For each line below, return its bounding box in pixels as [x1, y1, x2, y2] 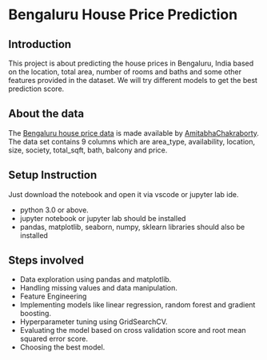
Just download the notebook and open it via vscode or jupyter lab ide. [8, 189, 239, 199]
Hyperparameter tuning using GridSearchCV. [19, 317, 168, 326]
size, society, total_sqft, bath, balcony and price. [8, 145, 168, 155]
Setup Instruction [8, 168, 98, 182]
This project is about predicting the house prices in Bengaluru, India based [8, 58, 254, 68]
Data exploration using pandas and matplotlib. [19, 275, 172, 284]
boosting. [19, 309, 52, 318]
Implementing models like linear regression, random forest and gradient [19, 300, 256, 310]
